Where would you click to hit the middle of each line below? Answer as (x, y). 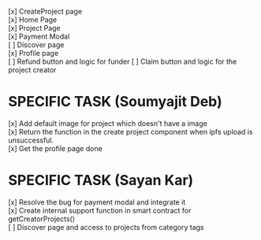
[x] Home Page (33, 20)
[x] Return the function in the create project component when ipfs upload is (130, 131)
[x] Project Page (34, 28)
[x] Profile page (34, 53)
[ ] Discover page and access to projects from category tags (106, 227)
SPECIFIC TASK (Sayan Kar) (101, 181)
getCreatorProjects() (42, 219)
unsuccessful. (31, 140)
